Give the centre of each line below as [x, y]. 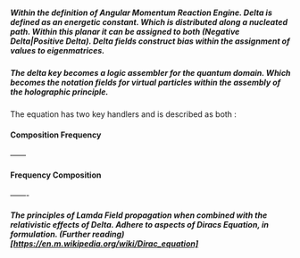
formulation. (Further [50, 234]
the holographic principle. [59, 92]
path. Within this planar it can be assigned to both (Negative [125, 31]
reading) [108, 234]
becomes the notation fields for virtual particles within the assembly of [146, 82]
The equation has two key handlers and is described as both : [124, 114]
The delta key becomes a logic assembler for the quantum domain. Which [150, 72]
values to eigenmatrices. [58, 50]
